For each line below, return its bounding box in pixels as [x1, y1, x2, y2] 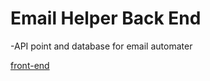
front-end [10, 59, 50, 71]
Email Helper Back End [10, 7, 202, 30]
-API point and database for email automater [10, 40, 193, 52]
